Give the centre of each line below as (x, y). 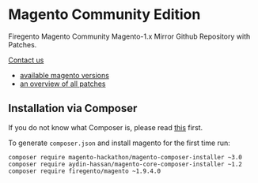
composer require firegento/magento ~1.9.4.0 (84, 171)
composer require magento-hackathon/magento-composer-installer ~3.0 (125, 157)
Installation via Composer (73, 108)
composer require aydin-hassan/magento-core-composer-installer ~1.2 (125, 164)
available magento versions (64, 75)
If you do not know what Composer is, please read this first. (106, 127)
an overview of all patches (63, 84)
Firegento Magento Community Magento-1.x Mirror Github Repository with (129, 36)
